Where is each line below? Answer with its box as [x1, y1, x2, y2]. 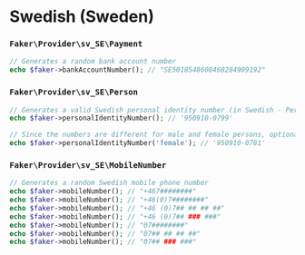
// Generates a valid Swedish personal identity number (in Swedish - [9, 105, 282, 114]
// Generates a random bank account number [9, 57, 177, 66]
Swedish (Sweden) [9, 6, 154, 27]
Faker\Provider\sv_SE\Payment [9, 39, 143, 49]
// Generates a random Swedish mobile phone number [9, 179, 209, 188]
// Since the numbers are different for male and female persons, [9, 130, 266, 140]
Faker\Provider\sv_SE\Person [9, 87, 139, 97]
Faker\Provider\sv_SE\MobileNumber [9, 160, 167, 170]
